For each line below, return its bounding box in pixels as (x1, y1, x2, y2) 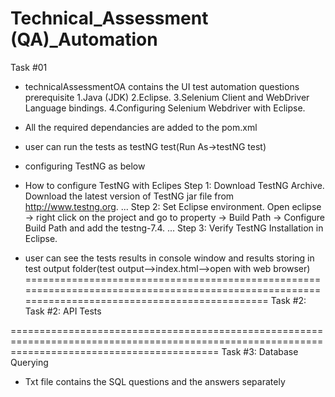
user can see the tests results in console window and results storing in (24, 252, 315, 264)
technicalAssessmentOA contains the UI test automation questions (24, 80, 300, 92)
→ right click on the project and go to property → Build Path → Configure (24, 211, 325, 223)
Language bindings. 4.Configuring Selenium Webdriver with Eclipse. (24, 102, 306, 114)
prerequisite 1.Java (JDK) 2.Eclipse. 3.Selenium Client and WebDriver (24, 91, 310, 103)
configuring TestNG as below (24, 160, 146, 172)
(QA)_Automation (10, 28, 158, 51)
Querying (10, 356, 49, 368)
